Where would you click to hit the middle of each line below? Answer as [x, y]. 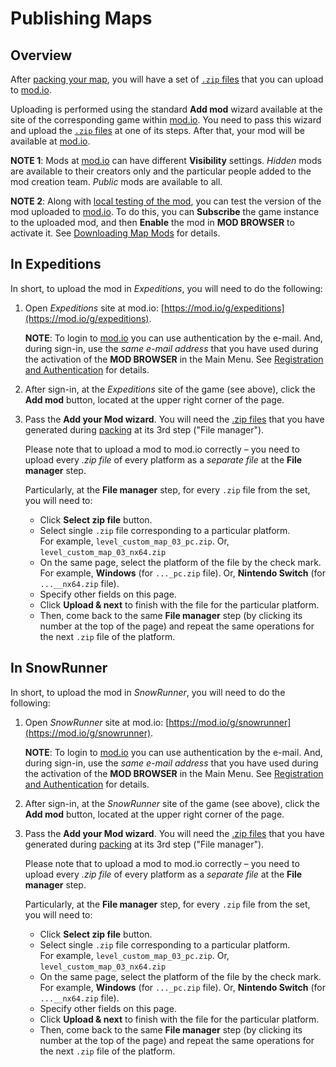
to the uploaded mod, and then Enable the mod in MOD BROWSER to [152, 222]
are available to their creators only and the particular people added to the [161, 171]
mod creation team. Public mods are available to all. [116, 181]
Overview [41, 55]
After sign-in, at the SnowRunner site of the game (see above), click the [172, 803]
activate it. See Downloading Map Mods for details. [115, 233]
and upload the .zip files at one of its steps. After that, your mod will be [157, 130]
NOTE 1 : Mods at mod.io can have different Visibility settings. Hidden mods [166, 160]
